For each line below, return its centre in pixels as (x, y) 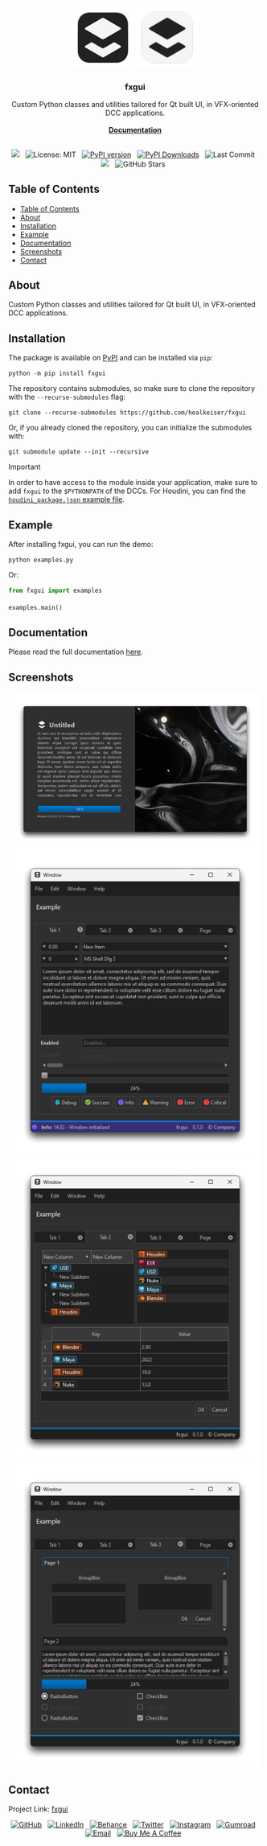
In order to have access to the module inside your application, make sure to (133, 483)
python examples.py (41, 560)
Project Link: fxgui (38, 1809)
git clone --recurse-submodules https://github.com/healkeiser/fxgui (127, 413)
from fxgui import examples (55, 590)
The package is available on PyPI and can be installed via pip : (111, 358)
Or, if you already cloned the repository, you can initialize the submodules (130, 428)
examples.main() (35, 607)
